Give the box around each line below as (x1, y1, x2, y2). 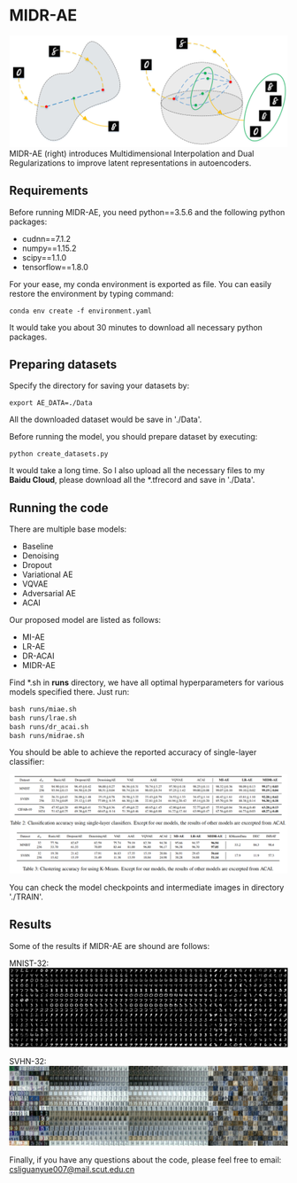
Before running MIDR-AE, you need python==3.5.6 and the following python (9, 206, 286, 217)
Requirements (9, 183, 88, 198)
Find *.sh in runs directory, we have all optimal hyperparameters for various (9, 677, 285, 688)
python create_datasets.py (9, 449, 109, 459)
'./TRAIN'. (9, 891, 44, 902)
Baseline (21, 541, 54, 552)
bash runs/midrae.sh (9, 732, 86, 741)
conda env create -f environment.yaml (9, 307, 152, 315)
